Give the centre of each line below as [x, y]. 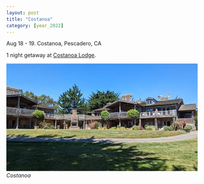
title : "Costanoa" [29, 19]
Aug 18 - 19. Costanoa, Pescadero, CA [54, 44]
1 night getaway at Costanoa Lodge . [51, 55]
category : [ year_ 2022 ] [35, 25]
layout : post [23, 13]
